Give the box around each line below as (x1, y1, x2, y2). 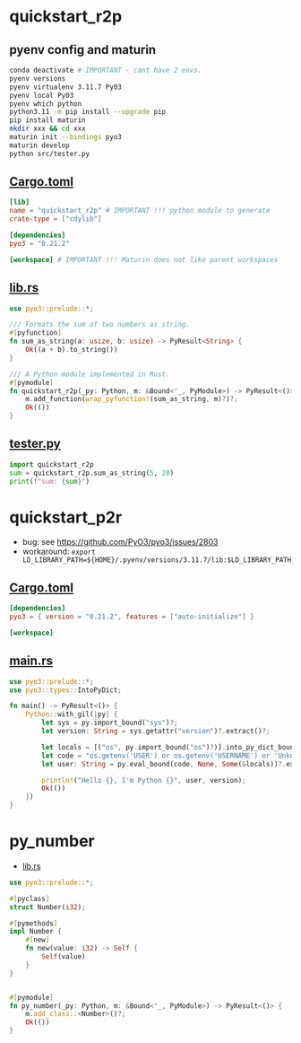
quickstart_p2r (9, 507, 123, 527)
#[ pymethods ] (9, 918, 58, 928)
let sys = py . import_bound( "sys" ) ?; (41, 718, 178, 728)
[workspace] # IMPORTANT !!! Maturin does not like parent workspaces (9, 255, 279, 264)
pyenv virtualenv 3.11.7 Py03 (9, 83, 123, 92)
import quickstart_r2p (9, 460, 94, 469)
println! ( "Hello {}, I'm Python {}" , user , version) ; (41, 776, 246, 784)
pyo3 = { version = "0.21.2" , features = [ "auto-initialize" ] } (9, 612, 254, 621)
